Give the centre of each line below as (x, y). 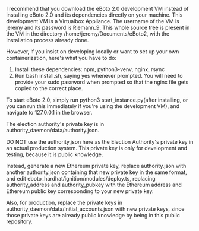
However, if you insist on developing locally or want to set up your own (93, 52)
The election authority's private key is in (55, 124)
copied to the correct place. (49, 88)
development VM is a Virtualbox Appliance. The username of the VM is (93, 21)
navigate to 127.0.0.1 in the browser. (49, 113)
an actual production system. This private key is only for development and (97, 148)
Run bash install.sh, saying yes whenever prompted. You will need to (99, 76)
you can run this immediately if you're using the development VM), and (93, 106)
